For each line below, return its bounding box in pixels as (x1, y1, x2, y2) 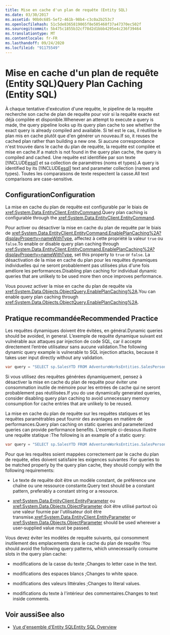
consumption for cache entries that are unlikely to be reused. (5, 401, 133, 407)
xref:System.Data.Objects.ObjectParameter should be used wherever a (12, 519, 160, 525)
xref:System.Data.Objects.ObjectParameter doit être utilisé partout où (12, 503, 158, 509)
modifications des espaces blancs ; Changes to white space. (12, 570, 138, 577)
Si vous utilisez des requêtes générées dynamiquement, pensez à (5, 374, 143, 380)
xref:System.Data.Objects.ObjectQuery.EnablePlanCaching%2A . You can (5, 288, 156, 295)
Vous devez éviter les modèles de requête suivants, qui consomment (5, 534, 149, 540)
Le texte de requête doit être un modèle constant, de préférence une (12, 477, 156, 483)
